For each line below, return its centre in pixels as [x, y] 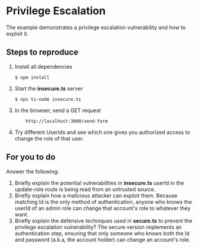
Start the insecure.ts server [49, 88]
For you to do [31, 157]
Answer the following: [33, 171]
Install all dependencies [43, 66]
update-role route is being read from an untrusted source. [85, 189]
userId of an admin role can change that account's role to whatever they [103, 208]
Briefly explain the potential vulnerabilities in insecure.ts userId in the [99, 183]
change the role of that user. [49, 138]
